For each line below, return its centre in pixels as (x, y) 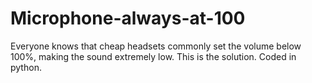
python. (26, 67)
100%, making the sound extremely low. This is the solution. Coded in (153, 56)
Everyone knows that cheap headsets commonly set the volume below (156, 46)
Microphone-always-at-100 (128, 18)
